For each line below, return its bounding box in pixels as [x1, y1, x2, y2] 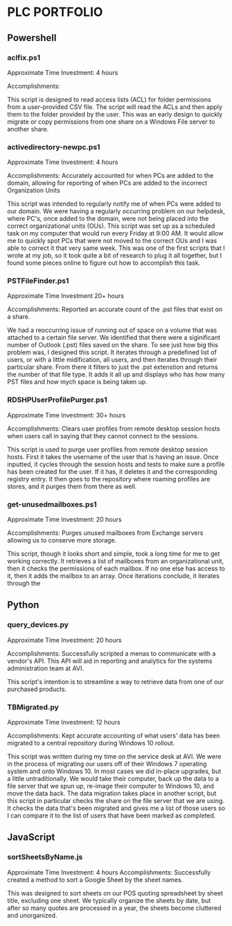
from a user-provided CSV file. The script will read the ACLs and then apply [7, 102, 223, 111]
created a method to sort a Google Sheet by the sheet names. [7, 875, 184, 884]
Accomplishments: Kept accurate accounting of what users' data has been [7, 731, 220, 740]
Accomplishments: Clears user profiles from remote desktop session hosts [7, 424, 220, 433]
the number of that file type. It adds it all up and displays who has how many [7, 370, 225, 379]
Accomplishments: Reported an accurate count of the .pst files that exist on [7, 305, 223, 313]
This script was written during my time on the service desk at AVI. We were [7, 752, 222, 761]
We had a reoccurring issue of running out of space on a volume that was [7, 326, 217, 334]
